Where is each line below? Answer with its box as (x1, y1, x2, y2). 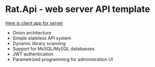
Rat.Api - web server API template (5, 3, 150, 15)
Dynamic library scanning (12, 40, 66, 46)
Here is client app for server (5, 20, 63, 26)
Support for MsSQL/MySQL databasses (12, 45, 95, 51)
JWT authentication (12, 51, 54, 57)
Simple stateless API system (12, 35, 71, 41)
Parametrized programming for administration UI (12, 56, 113, 62)
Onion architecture (12, 29, 51, 35)
